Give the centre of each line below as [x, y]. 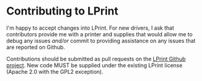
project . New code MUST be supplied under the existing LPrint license [94, 65]
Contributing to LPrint [62, 11]
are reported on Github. [36, 47]
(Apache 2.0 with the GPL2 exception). [55, 71]
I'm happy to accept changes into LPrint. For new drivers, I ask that [90, 28]
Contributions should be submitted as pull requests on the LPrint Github [96, 59]
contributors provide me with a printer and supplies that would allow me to [99, 34]
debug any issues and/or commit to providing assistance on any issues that [101, 40]
